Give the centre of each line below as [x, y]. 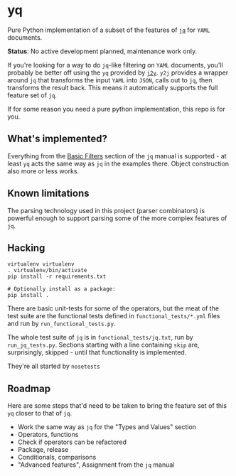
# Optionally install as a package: [61, 289]
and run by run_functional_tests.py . [61, 324]
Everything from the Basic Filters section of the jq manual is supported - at [117, 156]
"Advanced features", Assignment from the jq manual [96, 465]
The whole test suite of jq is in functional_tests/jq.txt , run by [100, 337]
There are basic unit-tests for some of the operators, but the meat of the [113, 308]
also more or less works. [43, 171]
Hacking [26, 248]
